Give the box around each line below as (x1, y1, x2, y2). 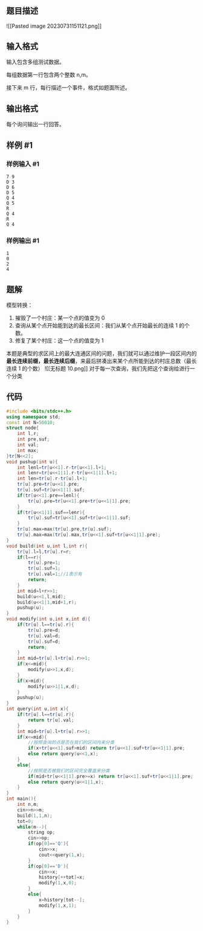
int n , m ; (17, 802, 39, 808)
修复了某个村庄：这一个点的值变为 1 (14, 337, 104, 344)
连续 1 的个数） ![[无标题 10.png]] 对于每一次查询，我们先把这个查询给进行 (6, 365, 190, 372)
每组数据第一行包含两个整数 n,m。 (6, 71, 92, 79)
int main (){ (6, 796, 36, 802)
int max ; (17, 447, 39, 454)
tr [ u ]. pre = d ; (28, 627, 61, 633)
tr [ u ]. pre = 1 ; (28, 560, 61, 566)
